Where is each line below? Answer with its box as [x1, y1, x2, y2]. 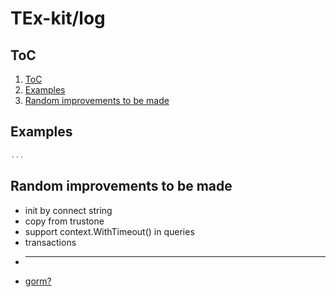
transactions [24, 236, 77, 248]
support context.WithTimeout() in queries [24, 225, 195, 237]
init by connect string [24, 204, 113, 216]
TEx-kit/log [10, 7, 106, 30]
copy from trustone [24, 215, 105, 227]
